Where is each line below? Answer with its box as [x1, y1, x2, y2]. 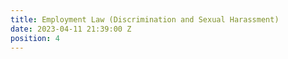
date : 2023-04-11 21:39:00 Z [10, 24, 132, 34]
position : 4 [10, 33, 60, 43]
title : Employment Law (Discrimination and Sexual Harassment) [10, 14, 280, 25]
